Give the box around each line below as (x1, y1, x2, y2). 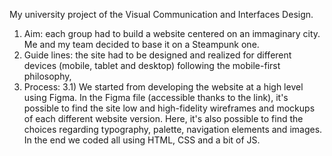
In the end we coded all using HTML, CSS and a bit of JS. (23, 134, 261, 146)
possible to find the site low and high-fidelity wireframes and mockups (23, 102, 316, 114)
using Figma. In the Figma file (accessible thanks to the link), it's (23, 92, 289, 103)
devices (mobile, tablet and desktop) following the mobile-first (23, 60, 281, 71)
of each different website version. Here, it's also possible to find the (23, 113, 304, 124)
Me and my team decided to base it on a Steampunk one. (23, 39, 260, 50)
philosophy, (23, 70, 72, 82)
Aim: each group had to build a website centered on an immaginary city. (23, 28, 321, 39)
